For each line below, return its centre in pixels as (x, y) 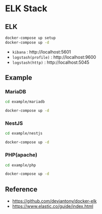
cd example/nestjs (24, 134)
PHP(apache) (21, 155)
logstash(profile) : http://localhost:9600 (54, 57)
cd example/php (21, 165)
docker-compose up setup (30, 38)
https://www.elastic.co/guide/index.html (53, 206)
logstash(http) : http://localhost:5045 (51, 62)
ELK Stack (26, 9)
